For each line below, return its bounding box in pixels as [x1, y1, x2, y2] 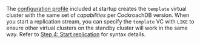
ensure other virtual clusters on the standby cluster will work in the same [6, 24, 188, 31]
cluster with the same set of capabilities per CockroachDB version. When [6, 11, 190, 19]
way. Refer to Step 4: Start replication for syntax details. [6, 31, 146, 38]
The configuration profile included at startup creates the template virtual [6, 5, 187, 12]
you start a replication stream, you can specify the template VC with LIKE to [6, 18, 195, 25]
